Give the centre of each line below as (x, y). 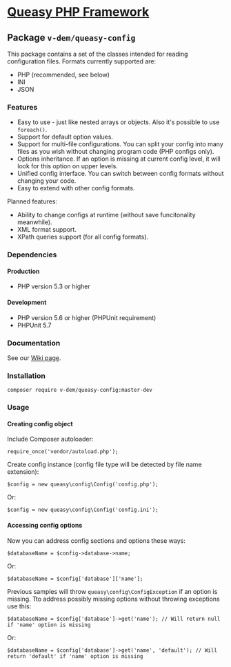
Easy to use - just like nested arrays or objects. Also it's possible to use (118, 122)
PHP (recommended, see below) (63, 74)
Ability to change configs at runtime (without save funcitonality (106, 215)
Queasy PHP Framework (78, 12)
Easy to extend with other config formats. (76, 188)
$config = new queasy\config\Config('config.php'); (83, 485)
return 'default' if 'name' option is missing (75, 656)
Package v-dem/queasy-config (71, 38)
